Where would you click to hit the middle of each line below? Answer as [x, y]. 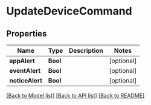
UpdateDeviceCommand [69, 11]
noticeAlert [26, 80]
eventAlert [25, 71]
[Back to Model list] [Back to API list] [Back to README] [75, 96]
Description [86, 51]
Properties [27, 34]
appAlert [22, 61]
